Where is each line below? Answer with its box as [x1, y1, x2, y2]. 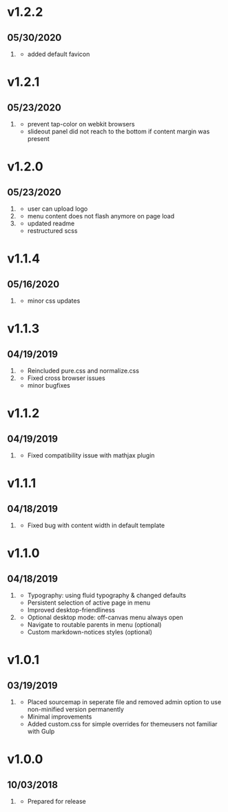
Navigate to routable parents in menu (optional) [27, 621, 162, 629]
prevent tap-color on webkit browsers [27, 120, 136, 128]
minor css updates [27, 296, 81, 305]
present [27, 135, 50, 142]
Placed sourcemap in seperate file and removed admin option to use [27, 698, 222, 706]
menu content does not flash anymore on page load [27, 212, 175, 220]
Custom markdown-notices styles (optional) [27, 628, 153, 636]
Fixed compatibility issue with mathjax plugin [27, 451, 155, 460]
